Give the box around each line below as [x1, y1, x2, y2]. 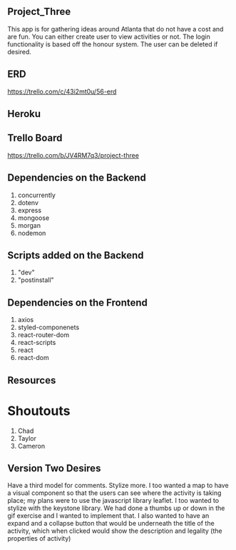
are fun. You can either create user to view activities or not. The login [7, 32, 210, 41]
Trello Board [7, 132, 63, 144]
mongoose [17, 214, 50, 222]
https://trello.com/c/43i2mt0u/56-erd [7, 87, 117, 96]
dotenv [17, 198, 39, 206]
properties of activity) [7, 534, 71, 543]
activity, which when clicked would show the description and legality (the [7, 526, 222, 535]
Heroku [7, 108, 41, 120]
